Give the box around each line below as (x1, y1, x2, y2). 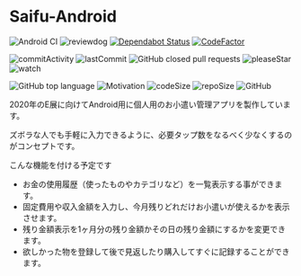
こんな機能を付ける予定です (9, 159, 112, 170)
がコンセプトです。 (9, 140, 80, 151)
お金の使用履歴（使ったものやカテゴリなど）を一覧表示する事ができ (22, 178, 275, 190)
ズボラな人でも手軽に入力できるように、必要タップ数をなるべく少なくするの (9, 129, 293, 140)
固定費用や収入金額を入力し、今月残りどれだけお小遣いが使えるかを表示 (22, 200, 290, 212)
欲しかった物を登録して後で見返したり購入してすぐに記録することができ (22, 245, 290, 257)
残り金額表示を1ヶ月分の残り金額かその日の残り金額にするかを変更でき (22, 223, 286, 235)
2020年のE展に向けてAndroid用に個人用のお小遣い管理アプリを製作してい (9, 99, 283, 110)
